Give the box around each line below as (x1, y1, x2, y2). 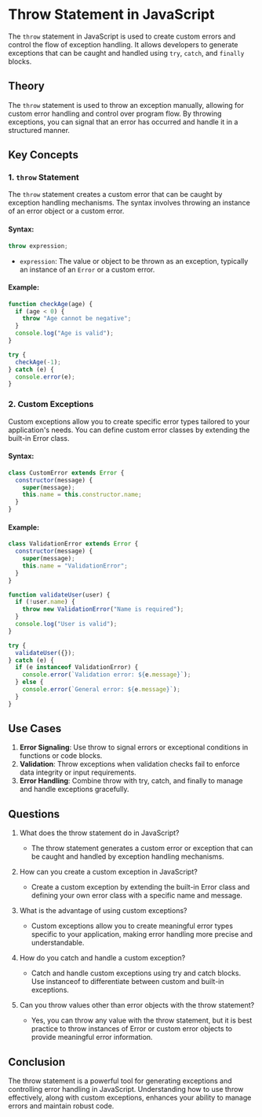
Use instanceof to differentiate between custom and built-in (31, 977, 225, 986)
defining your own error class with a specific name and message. (31, 891, 243, 901)
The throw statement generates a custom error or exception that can (31, 844, 253, 853)
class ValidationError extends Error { (8, 540, 139, 548)
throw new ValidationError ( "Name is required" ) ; (22, 605, 184, 613)
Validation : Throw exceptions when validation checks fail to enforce (19, 760, 241, 769)
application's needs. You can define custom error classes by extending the (8, 425, 250, 435)
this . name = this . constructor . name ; (22, 490, 143, 499)
